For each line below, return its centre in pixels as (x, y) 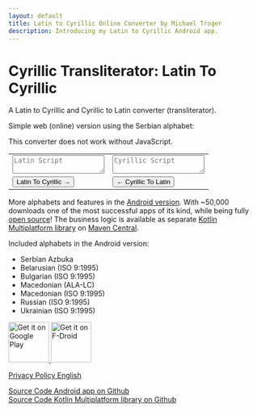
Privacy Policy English (45, 376)
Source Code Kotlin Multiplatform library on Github (93, 400)
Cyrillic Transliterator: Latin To (112, 71)
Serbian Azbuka (47, 259)
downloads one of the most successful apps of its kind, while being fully (128, 211)
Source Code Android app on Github (69, 391)
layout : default (36, 16)
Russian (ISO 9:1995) (55, 302)
